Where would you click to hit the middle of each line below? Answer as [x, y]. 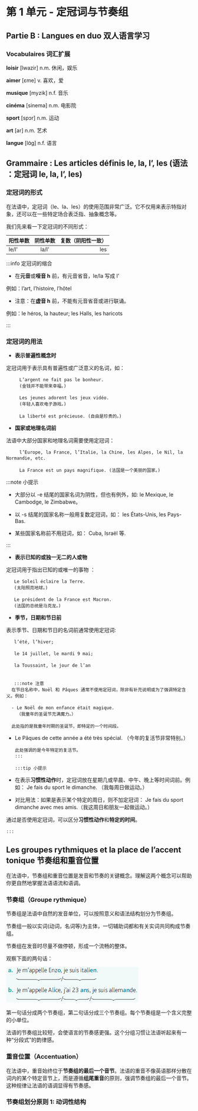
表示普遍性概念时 [35, 356]
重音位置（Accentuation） [44, 1057]
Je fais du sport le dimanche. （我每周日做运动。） [87, 788]
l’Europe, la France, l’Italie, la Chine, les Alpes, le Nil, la [101, 452]
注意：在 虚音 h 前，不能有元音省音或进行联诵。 [72, 300]
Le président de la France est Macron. [63, 600]
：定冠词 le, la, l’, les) [44, 174]
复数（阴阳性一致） [84, 241]
